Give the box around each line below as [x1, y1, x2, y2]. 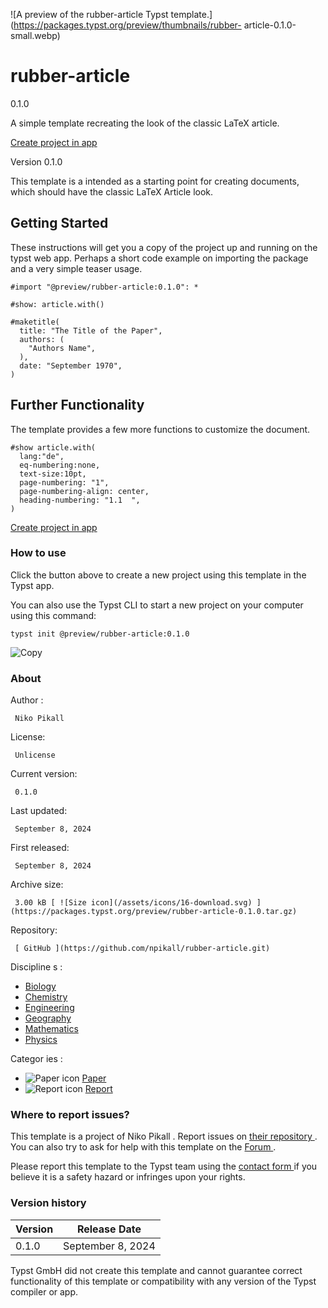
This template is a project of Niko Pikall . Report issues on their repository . [10, 1130, 318, 1143]
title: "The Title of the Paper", [19, 325, 163, 336]
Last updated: [10, 805, 68, 817]
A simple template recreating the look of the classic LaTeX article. [10, 117, 280, 129]
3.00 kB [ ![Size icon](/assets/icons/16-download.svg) [14, 898, 253, 908]
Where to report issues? [10, 1108, 130, 1122]
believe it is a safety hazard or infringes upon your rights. [10, 1171, 246, 1183]
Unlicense [14, 750, 56, 761]
